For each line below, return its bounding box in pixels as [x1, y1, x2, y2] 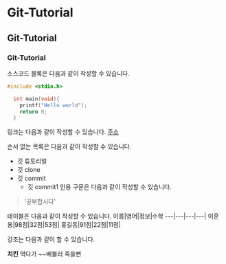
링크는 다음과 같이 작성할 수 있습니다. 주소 [7, 128, 119, 136]
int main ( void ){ [13, 95, 60, 102]
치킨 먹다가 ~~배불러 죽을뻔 [7, 250, 82, 258]
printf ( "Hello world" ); [19, 102, 88, 109]
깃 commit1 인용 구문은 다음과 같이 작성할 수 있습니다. [27, 183, 172, 191]
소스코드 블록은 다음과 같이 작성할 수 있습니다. [7, 69, 131, 77]
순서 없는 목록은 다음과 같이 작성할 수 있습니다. [7, 142, 132, 151]
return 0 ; [19, 108, 48, 115]
